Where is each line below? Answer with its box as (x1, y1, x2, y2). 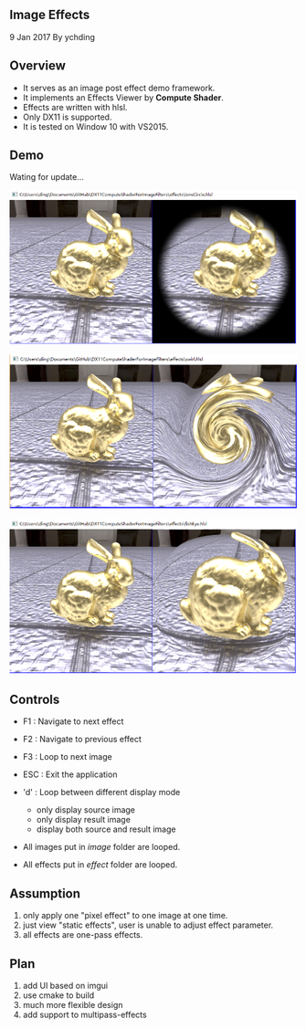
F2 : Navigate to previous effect (22, 734, 142, 745)
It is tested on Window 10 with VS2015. (22, 121, 169, 131)
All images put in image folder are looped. (22, 842, 181, 853)
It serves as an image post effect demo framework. (22, 82, 216, 93)
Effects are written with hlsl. (22, 101, 128, 112)
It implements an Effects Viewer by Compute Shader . (22, 91, 224, 103)
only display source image (36, 804, 135, 815)
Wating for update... (9, 172, 85, 183)
